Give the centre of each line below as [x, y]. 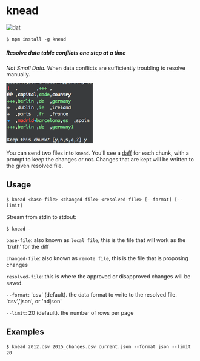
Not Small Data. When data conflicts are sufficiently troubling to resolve [96, 68]
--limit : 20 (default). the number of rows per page [70, 312]
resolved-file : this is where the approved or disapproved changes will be [98, 276]
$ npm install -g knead [36, 39]
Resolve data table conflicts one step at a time [66, 53]
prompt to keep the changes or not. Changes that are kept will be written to [100, 159]
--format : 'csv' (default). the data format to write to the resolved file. [92, 294]
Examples [25, 332]
